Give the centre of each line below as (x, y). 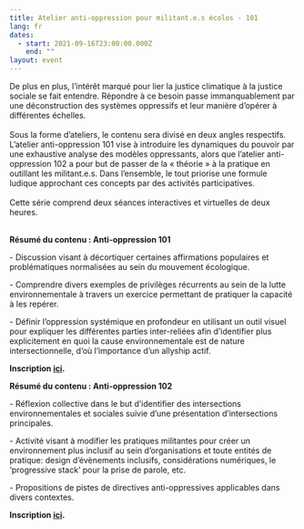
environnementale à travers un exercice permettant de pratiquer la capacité (151, 294)
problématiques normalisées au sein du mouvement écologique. (130, 267)
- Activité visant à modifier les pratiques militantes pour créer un (130, 441)
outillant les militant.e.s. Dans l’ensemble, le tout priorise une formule (138, 173)
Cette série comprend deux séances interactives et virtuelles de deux (140, 202)
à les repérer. (34, 304)
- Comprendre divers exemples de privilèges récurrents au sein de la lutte (148, 285)
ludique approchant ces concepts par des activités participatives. (132, 183)
